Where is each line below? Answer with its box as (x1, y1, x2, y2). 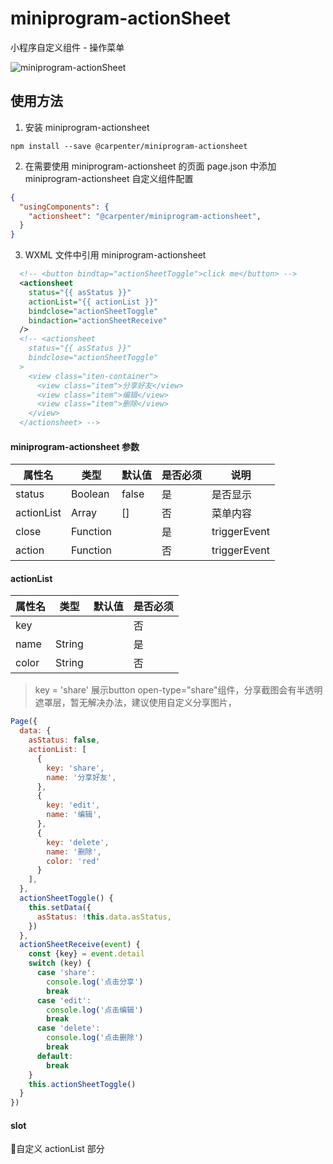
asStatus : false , (28, 735, 101, 746)
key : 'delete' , (46, 837, 110, 847)
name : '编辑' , (46, 810, 102, 820)
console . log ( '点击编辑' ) (46, 1005, 144, 1015)
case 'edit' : (36, 995, 92, 1006)
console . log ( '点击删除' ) (46, 1033, 144, 1043)
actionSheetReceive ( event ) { (19, 940, 141, 950)
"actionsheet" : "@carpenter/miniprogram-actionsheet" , (28, 211, 262, 221)
